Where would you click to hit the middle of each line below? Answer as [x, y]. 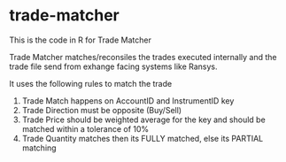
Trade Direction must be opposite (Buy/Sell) [102, 110]
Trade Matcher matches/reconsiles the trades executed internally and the [143, 57]
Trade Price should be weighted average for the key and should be [143, 120]
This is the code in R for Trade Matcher [81, 40]
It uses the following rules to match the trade [91, 83]
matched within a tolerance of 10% [85, 128]
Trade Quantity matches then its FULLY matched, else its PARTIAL [143, 138]
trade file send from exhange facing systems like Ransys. [114, 66]
